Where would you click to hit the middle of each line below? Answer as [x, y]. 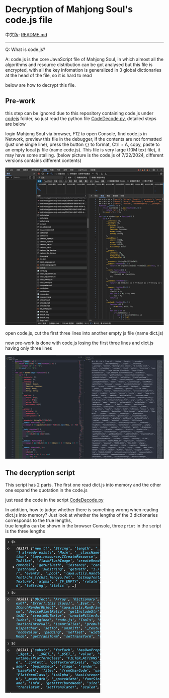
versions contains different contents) [43, 160]
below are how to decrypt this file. [41, 85]
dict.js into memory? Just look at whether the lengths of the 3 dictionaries [82, 515]
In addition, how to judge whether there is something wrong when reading [82, 510]
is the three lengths [25, 531]
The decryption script [40, 473]
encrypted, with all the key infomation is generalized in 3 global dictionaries [83, 70]
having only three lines [29, 348]
